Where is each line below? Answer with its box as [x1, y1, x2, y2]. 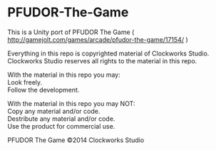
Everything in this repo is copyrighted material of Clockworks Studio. [7, 49, 210, 58]
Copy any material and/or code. [7, 107, 101, 115]
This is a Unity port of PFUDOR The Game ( [7, 28, 135, 36]
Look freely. [7, 77, 43, 86]
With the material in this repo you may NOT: [7, 99, 135, 107]
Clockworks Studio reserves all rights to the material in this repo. [7, 56, 197, 65]
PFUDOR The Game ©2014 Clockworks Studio [7, 136, 145, 144]
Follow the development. [7, 85, 80, 94]
